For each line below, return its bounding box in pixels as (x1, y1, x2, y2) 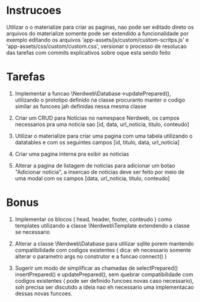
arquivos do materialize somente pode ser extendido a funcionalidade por (6, 29, 189, 37)
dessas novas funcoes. (14, 289, 73, 297)
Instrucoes (6, 4, 62, 17)
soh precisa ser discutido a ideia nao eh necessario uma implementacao (14, 283, 194, 291)
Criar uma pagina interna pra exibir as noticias (14, 150, 129, 157)
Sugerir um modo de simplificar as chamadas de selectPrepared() (14, 264, 178, 271)
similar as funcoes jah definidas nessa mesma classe (14, 103, 147, 110)
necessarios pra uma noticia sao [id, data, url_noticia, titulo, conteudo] (14, 121, 189, 128)
